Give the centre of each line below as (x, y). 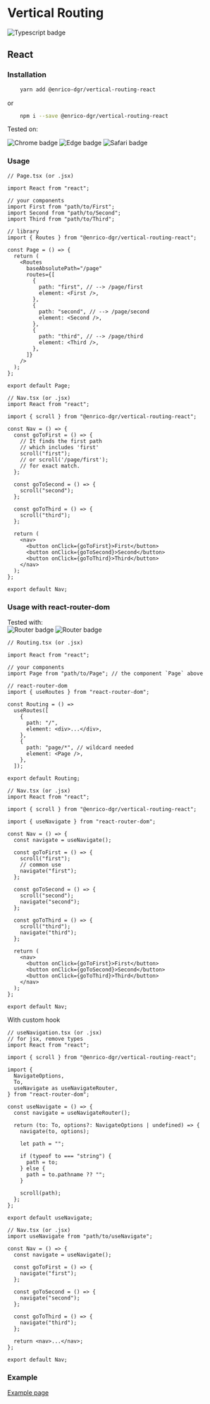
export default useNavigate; (50, 1218)
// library (23, 231)
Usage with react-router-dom (59, 606)
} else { (33, 1168)
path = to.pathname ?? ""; (66, 1174)
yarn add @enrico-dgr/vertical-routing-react (88, 90)
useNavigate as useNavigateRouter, (66, 1088)
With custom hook (34, 1020)
